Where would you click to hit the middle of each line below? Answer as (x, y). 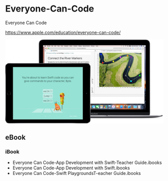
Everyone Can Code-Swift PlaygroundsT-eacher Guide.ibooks (76, 173)
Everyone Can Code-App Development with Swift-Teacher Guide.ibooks (87, 163)
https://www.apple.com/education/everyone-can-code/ (63, 32)
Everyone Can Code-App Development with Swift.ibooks (71, 168)
